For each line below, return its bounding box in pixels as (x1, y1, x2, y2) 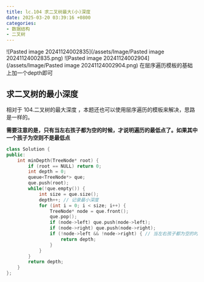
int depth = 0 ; (28, 169, 67, 175)
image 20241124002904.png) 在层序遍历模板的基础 (64, 62, 193, 69)
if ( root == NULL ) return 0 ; (28, 163, 102, 169)
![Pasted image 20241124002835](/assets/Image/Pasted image (6, 48, 165, 55)
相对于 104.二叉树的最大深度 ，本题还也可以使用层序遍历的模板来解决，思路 (6, 106, 195, 113)
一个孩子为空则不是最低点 (6, 134, 70, 141)
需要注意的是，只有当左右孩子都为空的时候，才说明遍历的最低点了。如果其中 (6, 126, 198, 133)
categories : (6, 20, 36, 26)
